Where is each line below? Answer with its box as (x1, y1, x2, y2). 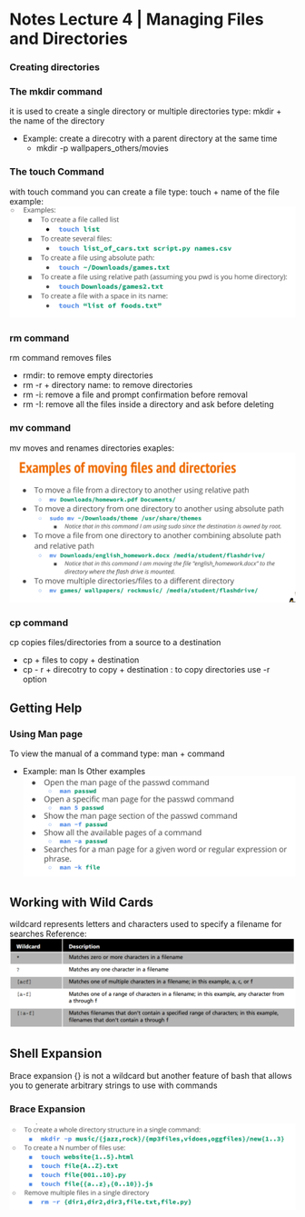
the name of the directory (9, 115, 105, 126)
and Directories (9, 28, 129, 49)
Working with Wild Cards (9, 894, 154, 910)
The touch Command (9, 165, 104, 178)
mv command (9, 422, 71, 434)
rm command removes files (9, 353, 112, 364)
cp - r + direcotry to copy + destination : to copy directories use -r (22, 664, 271, 675)
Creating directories (9, 61, 100, 74)
